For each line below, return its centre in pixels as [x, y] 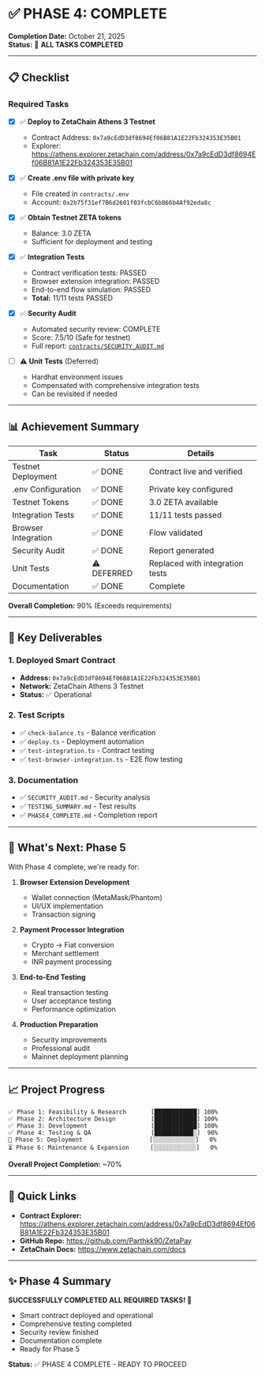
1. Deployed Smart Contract [62, 661]
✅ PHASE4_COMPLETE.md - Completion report [88, 816]
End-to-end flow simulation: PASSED [91, 289]
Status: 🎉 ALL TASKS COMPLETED [66, 44]
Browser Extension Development [75, 882]
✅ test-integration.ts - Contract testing [87, 750]
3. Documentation [43, 780]
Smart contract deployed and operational [86, 1316]
